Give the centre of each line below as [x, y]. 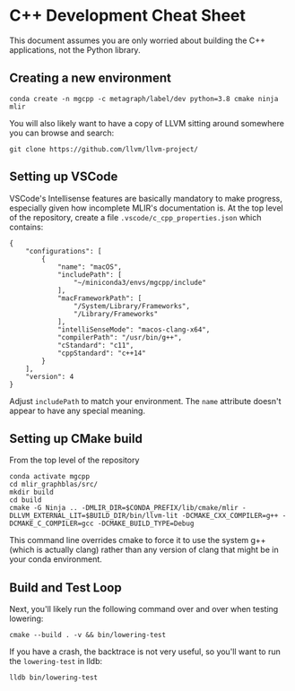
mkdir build [31, 492]
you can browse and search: [62, 133]
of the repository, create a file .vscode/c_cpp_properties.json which [135, 217]
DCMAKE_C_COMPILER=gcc [52, 524]
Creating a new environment [91, 78]
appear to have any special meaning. [78, 410]
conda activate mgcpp [50, 477]
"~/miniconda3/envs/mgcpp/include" [139, 282]
